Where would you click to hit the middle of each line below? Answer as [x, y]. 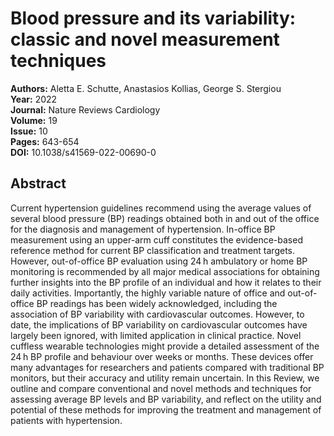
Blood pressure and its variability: [153, 18]
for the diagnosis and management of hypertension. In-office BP [143, 229]
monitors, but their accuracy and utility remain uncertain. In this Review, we [165, 378]
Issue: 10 [29, 131]
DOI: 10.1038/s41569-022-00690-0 [83, 152]
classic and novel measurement [145, 39]
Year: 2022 [34, 99]
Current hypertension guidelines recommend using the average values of [161, 208]
